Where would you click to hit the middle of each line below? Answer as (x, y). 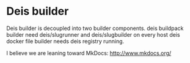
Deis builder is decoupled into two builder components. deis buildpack (95, 28)
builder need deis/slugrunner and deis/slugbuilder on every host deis (93, 34)
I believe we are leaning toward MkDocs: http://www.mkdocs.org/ (89, 53)
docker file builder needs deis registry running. (65, 41)
